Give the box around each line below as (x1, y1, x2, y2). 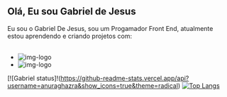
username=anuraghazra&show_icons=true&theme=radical (7, 81, 179, 90)
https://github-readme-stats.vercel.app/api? (60, 74, 189, 82)
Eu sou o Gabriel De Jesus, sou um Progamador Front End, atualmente (7, 24, 214, 32)
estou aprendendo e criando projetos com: (7, 32, 133, 40)
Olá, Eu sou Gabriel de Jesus (7, 6, 136, 18)
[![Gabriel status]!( (7, 74, 61, 82)
